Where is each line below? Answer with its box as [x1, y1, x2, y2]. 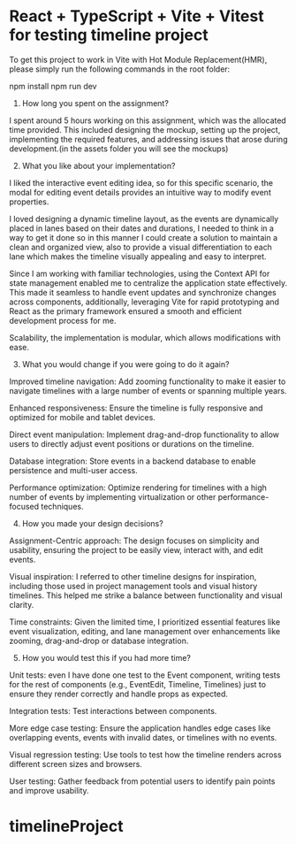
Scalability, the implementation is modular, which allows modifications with [9, 332, 281, 342]
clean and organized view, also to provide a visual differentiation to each [9, 242, 272, 252]
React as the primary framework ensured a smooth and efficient [9, 305, 242, 316]
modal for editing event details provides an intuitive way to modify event [9, 187, 271, 197]
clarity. [9, 599, 34, 610]
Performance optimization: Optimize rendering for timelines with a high [9, 482, 268, 493]
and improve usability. [9, 785, 90, 795]
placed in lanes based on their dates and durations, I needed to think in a [9, 223, 274, 234]
